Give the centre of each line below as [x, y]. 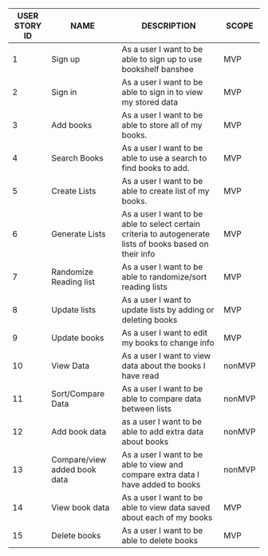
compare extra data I [160, 475]
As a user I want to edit [164, 333]
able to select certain [161, 224]
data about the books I [164, 365]
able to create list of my [166, 191]
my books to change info [168, 343]
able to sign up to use [162, 59]
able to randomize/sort [164, 277]
